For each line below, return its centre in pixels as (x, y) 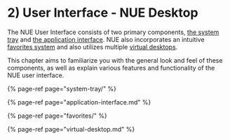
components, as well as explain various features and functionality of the (111, 68)
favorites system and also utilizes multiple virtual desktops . (93, 47)
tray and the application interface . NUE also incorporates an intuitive (106, 39)
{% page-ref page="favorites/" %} (57, 116)
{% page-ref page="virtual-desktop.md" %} (71, 129)
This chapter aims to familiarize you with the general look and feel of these (115, 60)
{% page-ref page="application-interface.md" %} (79, 102)
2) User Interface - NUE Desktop (103, 13)
